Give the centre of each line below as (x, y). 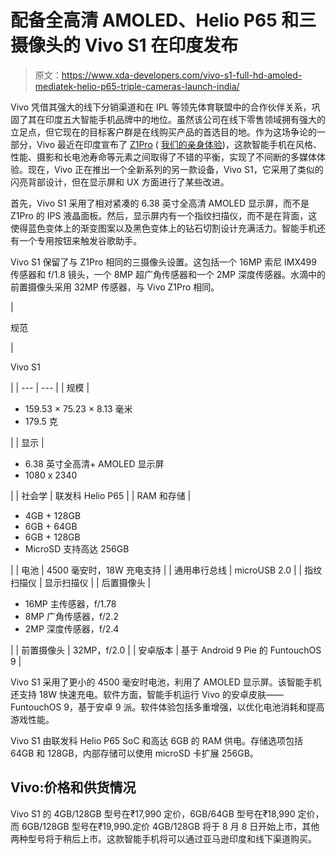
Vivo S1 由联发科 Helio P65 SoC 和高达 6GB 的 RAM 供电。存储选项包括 (156, 740)
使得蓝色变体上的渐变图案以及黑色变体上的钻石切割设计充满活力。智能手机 (163, 228)
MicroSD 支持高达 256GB (77, 548)
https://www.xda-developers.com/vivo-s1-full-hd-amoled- (182, 75)
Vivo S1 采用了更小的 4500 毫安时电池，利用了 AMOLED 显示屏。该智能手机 (166, 682)
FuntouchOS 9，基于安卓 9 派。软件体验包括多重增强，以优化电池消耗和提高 (167, 707)
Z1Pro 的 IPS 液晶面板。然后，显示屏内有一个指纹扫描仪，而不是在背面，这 (164, 215)
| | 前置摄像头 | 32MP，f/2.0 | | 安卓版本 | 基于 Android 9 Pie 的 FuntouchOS (166, 650)
